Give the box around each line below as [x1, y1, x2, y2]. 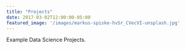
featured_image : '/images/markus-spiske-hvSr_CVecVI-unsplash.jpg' [6, 20, 181, 26]
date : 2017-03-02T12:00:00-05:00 [6, 14, 91, 20]
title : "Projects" [6, 8, 53, 15]
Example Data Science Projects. [6, 36, 86, 44]
